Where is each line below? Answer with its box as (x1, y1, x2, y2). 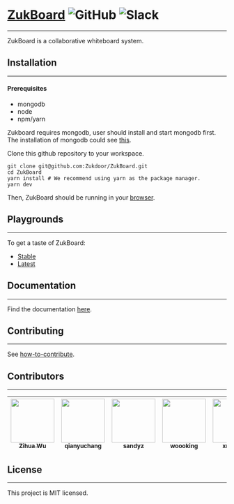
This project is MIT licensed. (7, 489, 88, 497)
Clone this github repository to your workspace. (7, 149, 144, 157)
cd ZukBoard (7, 168, 42, 176)
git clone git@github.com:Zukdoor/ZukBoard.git (7, 163, 148, 170)
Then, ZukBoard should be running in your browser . (7, 193, 155, 202)
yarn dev (7, 181, 33, 188)
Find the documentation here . (7, 304, 93, 313)
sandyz (123, 442, 144, 450)
